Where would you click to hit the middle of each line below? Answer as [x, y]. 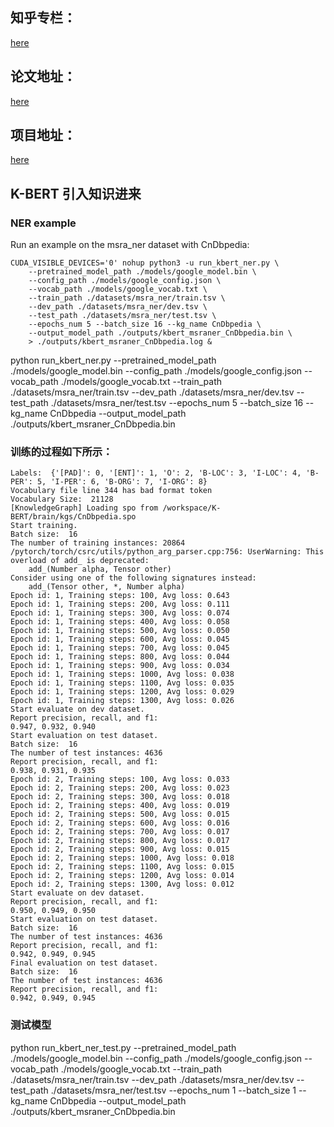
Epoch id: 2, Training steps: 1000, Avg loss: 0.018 [122, 858]
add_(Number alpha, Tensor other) [100, 569]
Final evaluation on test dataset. [84, 963]
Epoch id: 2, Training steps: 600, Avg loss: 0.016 [120, 823]
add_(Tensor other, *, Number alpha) [107, 587]
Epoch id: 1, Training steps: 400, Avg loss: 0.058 [120, 622]
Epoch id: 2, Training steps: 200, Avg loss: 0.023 [120, 788]
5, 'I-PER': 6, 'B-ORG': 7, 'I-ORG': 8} [122, 482]
